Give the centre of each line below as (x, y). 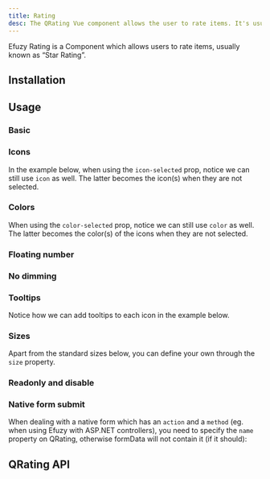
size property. (32, 362)
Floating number (41, 254)
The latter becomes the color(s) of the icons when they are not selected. (128, 233)
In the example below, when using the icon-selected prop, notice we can (129, 169)
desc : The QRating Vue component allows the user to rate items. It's (129, 23)
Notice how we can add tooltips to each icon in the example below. (119, 315)
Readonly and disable (51, 383)
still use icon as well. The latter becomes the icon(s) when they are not (125, 178)
